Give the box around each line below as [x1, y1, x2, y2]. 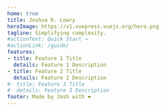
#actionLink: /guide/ [7, 42, 70, 49]
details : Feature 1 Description [13, 61, 107, 68]
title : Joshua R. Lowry [7, 17, 76, 23]
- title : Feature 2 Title [7, 68, 82, 74]
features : [7, 49, 36, 56]
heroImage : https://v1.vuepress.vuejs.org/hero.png [7, 23, 159, 30]
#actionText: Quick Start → [7, 36, 89, 43]
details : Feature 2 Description [13, 74, 107, 81]
